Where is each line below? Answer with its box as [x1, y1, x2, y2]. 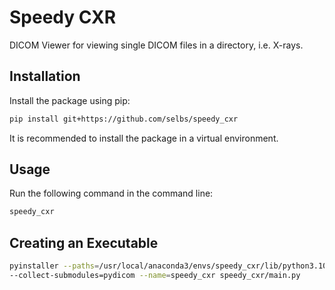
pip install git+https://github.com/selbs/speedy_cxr [9, 114, 239, 124]
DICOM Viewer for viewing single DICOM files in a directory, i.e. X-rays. [9, 39, 304, 51]
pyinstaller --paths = [9, 261, 100, 271]
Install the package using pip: [9, 94, 131, 106]
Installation [9, 68, 81, 85]
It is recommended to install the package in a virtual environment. [9, 132, 279, 144]
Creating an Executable [9, 234, 159, 251]
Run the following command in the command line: [9, 187, 214, 200]
